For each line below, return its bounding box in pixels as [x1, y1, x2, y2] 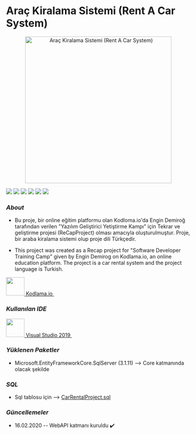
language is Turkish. [14, 265, 63, 272]
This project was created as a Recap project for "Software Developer [14, 247, 181, 254]
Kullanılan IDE [6, 305, 47, 313]
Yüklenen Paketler [6, 346, 60, 354]
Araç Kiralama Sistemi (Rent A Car [6, 4, 176, 18]
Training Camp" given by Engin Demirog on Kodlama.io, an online [14, 253, 172, 260]
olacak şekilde [14, 365, 50, 372]
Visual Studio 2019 [25, 331, 71, 338]
